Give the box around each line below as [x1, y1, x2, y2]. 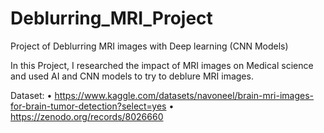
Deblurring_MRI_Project [10, 7, 213, 30]
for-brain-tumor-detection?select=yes [10, 100, 167, 112]
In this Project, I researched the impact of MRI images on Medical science [10, 59, 314, 71]
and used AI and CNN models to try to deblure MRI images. [10, 70, 254, 82]
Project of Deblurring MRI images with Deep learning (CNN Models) [10, 40, 289, 52]
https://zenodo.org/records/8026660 [10, 110, 164, 122]
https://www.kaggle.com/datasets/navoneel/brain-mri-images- [54, 89, 315, 101]
